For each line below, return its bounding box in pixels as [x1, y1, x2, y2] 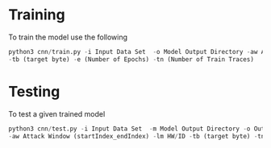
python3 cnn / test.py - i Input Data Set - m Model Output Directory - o [8, 125, 251, 133]
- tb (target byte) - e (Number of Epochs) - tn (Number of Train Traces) [8, 55, 254, 64]
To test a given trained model [8, 109, 106, 118]
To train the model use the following [8, 32, 127, 42]
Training [8, 6, 66, 24]
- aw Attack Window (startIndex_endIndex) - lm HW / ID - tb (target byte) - [8, 132, 258, 140]
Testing [8, 82, 60, 101]
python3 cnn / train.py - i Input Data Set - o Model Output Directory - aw [8, 47, 258, 55]
